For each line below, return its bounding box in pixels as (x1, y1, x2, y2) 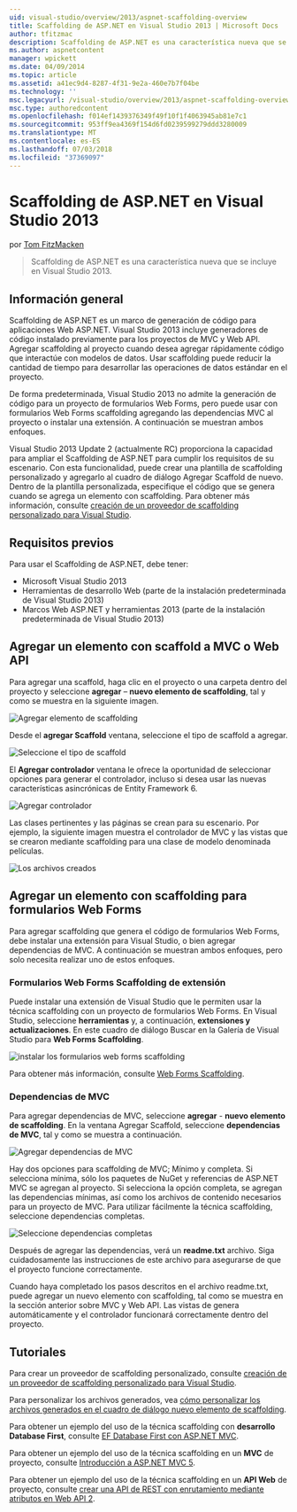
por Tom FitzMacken (9, 239, 85, 250)
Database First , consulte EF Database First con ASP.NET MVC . (9, 1430, 240, 1441)
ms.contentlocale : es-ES (9, 136, 101, 145)
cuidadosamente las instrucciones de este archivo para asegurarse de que (9, 1255, 281, 1266)
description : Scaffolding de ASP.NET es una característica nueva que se (9, 37, 287, 47)
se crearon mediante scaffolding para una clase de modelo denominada (9, 836, 271, 846)
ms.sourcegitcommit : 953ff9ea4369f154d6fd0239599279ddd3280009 (9, 121, 247, 129)
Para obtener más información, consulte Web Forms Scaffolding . (9, 1068, 245, 1079)
